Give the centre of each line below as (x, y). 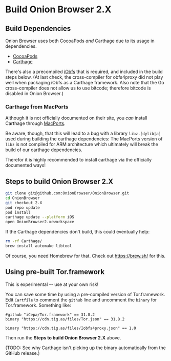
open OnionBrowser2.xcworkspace (40, 222)
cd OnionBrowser (23, 198)
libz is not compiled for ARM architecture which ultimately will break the (82, 145)
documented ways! (26, 165)
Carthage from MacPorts (37, 106)
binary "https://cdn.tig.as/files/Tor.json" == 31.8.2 (65, 319)
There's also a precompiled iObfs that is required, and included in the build (84, 71)
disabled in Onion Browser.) (35, 93)
